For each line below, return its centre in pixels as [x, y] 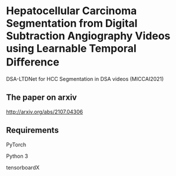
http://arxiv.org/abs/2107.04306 [45, 112]
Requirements [32, 130]
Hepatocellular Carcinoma [72, 11]
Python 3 [17, 156]
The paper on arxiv [41, 98]
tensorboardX [23, 167]
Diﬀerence [33, 62]
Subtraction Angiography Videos [88, 36]
